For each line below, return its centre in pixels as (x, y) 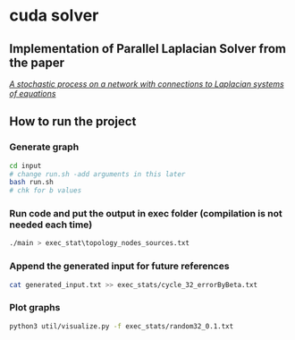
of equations (33, 93)
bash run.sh (31, 183)
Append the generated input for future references (119, 267)
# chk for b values (46, 191)
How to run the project (73, 122)
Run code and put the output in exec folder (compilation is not (146, 214)
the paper (37, 62)
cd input (25, 166)
